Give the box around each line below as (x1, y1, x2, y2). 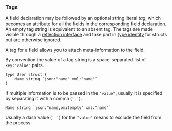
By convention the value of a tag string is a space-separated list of (5, 57, 146, 63)
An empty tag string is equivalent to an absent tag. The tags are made (5, 26, 153, 32)
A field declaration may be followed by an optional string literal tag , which (5, 15, 161, 21)
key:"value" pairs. (5, 62, 44, 69)
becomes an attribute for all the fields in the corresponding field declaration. (5, 20, 167, 27)
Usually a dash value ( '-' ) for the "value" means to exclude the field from (5, 114, 162, 121)
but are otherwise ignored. (5, 37, 62, 43)
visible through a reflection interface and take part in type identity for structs (5, 32, 167, 38)
